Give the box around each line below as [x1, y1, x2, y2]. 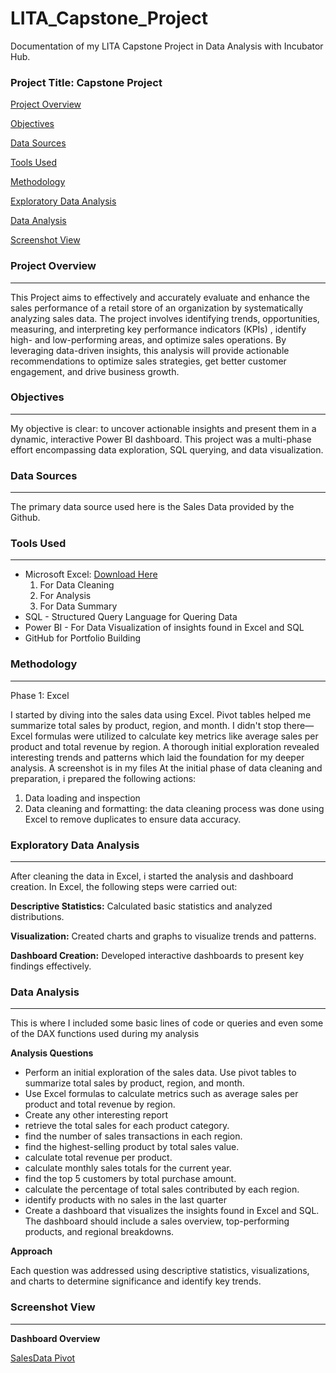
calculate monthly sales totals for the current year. [24, 1162, 232, 1174]
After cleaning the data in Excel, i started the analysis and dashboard [10, 870, 294, 882]
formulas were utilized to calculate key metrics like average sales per [34, 730, 319, 742]
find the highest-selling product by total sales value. [24, 1141, 240, 1153]
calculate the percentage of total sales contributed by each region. [24, 1183, 300, 1196]
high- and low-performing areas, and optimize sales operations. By [10, 333, 287, 346]
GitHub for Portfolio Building [24, 632, 142, 644]
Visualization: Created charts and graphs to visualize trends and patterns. [10, 930, 317, 942]
